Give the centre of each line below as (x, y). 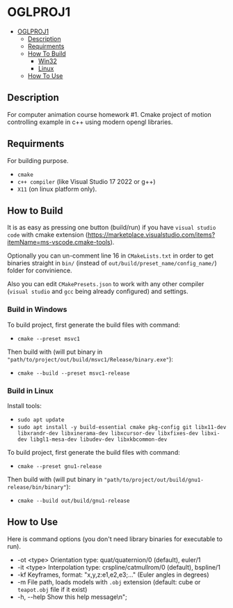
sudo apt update (41, 420)
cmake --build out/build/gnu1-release (73, 501)
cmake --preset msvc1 (48, 338)
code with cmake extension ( (48, 235)
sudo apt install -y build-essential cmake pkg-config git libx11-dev (122, 427)
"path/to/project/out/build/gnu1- (154, 480)
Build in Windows (37, 309)
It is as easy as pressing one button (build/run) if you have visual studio (112, 228)
